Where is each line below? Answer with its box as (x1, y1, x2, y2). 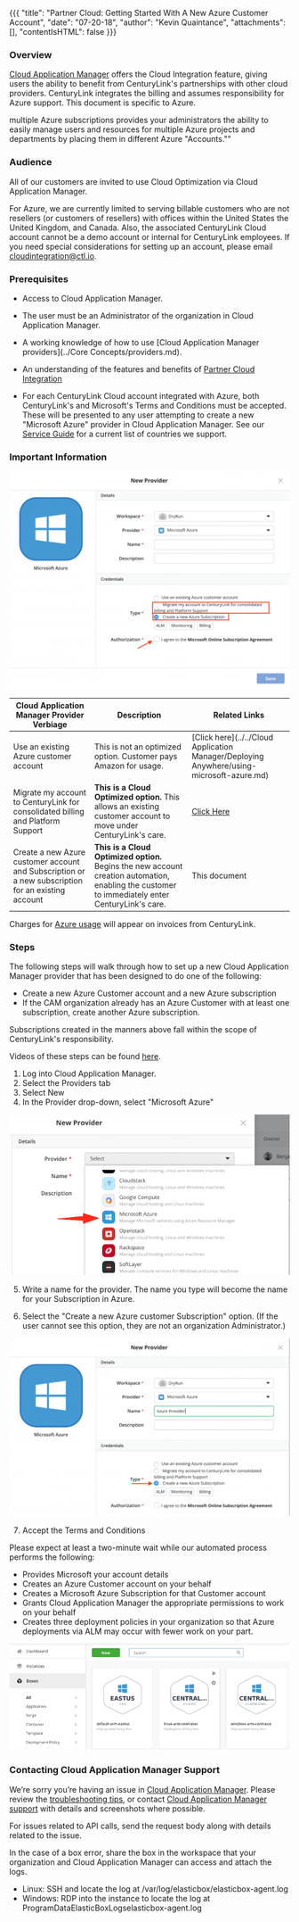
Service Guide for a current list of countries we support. (21, 428, 228, 439)
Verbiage (32, 718, 68, 730)
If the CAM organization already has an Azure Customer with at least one (21, 998, 290, 1008)
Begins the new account (93, 861, 183, 872)
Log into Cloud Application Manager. (21, 1068, 157, 1079)
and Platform (12, 816, 61, 826)
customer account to (93, 811, 171, 822)
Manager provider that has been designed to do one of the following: (9, 971, 263, 982)
